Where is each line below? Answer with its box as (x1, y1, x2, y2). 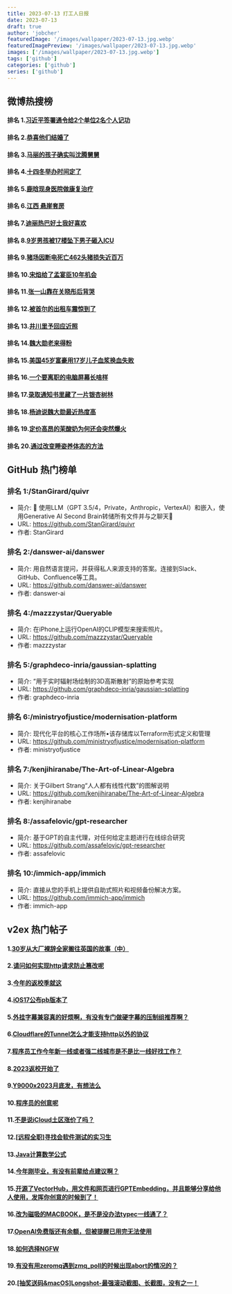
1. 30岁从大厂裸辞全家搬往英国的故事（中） (7, 944, 130, 952)
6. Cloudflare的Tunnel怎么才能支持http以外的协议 (7, 1030, 149, 1038)
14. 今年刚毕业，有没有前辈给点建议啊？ (7, 1167, 119, 1176)
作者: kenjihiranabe (17, 797, 72, 806)
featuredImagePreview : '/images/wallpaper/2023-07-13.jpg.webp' (7, 42, 197, 49)
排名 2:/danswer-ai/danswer (7, 547, 105, 557)
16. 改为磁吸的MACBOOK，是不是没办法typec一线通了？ (7, 1210, 168, 1218)
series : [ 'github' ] (7, 68, 64, 75)
